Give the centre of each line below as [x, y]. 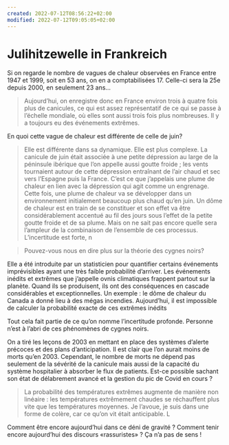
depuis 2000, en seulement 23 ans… [59, 87]
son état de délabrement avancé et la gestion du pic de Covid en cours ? [110, 379]
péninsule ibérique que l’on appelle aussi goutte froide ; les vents [116, 164]
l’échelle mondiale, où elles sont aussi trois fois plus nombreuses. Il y [121, 116]
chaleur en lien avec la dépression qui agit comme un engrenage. [117, 186]
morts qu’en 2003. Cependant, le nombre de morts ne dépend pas [101, 357]
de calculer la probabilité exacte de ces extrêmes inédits [87, 308]
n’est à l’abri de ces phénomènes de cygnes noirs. [78, 329]
